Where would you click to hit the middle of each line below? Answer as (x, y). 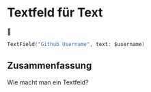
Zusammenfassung (50, 66)
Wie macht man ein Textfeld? (48, 82)
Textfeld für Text (55, 13)
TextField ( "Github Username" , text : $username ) (76, 44)
